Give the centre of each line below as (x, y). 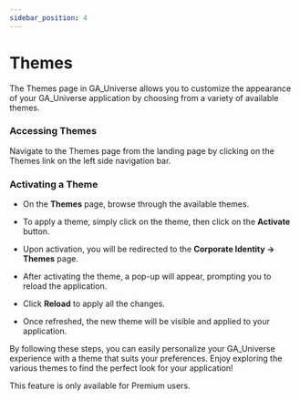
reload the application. (65, 286)
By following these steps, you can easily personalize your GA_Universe (142, 349)
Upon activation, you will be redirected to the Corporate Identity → (149, 249)
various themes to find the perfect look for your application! (122, 368)
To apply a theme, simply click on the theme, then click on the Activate (156, 222)
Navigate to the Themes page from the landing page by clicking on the (142, 150)
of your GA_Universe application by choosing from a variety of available (144, 97)
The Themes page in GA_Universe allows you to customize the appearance (150, 88)
